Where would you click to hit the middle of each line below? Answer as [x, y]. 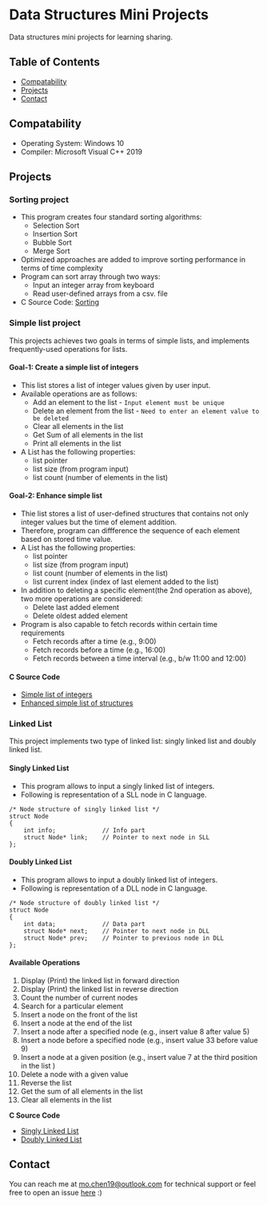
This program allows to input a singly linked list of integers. [118, 786]
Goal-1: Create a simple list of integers [74, 367]
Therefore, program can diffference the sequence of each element [130, 530]
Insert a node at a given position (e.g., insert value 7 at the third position [139, 1057]
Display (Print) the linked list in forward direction [100, 981]
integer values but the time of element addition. [99, 522]
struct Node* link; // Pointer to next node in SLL [117, 837]
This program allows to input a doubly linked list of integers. [119, 879]
